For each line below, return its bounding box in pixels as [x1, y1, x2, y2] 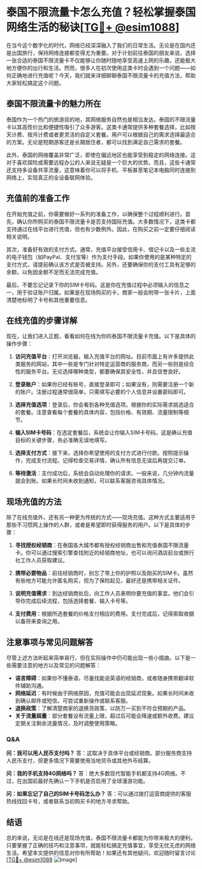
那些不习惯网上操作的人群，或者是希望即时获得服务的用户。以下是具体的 [6, 521, 185, 529]
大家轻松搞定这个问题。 [6, 79, 64, 86]
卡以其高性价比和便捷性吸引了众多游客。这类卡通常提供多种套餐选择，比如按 [6, 123, 196, 130]
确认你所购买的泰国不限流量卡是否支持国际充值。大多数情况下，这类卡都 [16, 218, 196, 225]
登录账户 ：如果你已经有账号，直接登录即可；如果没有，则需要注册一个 [14, 381, 189, 388]
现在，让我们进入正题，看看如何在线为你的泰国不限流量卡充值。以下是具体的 [6, 333, 196, 340]
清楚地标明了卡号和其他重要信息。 [6, 296, 91, 303]
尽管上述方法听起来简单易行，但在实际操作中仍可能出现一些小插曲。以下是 [6, 654, 191, 661]
